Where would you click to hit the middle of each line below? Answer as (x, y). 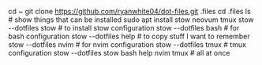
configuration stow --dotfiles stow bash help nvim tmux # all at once (119, 53)
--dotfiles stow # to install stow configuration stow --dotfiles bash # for (124, 28)
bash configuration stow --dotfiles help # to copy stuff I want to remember (129, 36)
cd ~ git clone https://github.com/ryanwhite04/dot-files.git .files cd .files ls (129, 11)
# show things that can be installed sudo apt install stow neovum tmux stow (131, 20)
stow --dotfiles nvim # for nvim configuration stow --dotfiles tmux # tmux (127, 45)
